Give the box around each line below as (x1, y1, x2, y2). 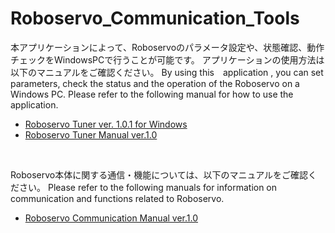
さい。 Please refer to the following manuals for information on (18, 181, 278, 193)
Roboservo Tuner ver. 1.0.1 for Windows (24, 118, 188, 130)
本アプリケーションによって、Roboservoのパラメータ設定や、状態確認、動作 (10, 41, 325, 53)
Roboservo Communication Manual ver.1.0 (24, 212, 199, 224)
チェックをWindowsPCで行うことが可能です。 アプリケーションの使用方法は (10, 53, 325, 66)
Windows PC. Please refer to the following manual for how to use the (10, 88, 294, 100)
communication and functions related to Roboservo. (10, 192, 225, 204)
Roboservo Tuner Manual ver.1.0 (24, 128, 158, 141)
